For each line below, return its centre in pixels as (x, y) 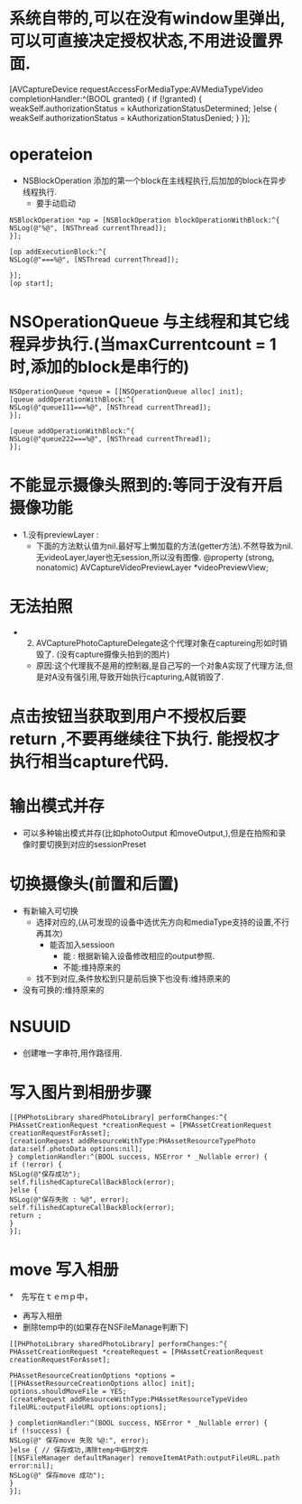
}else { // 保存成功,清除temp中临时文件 (79, 1450)
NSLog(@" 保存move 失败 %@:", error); (80, 1440)
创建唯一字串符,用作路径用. (72, 1053)
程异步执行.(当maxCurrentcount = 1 (143, 345)
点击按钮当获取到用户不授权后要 (128, 716)
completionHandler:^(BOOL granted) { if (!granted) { (106, 98)
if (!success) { (40, 1431)
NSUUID (40, 1026)
